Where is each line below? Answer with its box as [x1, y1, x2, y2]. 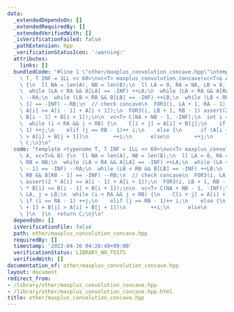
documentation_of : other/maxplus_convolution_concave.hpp [7, 262, 179, 269]
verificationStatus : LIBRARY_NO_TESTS [13, 249, 127, 256]
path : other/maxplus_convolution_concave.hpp [13, 230, 148, 237]
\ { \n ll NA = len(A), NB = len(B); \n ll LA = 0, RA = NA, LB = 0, [19, 81, 226, 88]
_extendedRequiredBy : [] [13, 23, 86, 30]
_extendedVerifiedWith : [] [13, 29, 92, 37]
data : [7, 10, 23, 17]
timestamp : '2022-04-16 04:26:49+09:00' [13, 243, 132, 250]
